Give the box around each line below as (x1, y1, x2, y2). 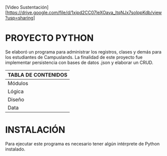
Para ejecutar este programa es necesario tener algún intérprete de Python (5, 140, 160, 146)
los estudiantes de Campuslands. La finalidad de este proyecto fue (5, 54, 143, 60)
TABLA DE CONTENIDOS (7, 71, 67, 78)
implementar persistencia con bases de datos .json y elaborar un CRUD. (5, 59, 153, 65)
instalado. (5, 146, 25, 152)
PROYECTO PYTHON (5, 32, 94, 44)
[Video (5, 4, 19, 10)
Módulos (7, 79, 28, 86)
